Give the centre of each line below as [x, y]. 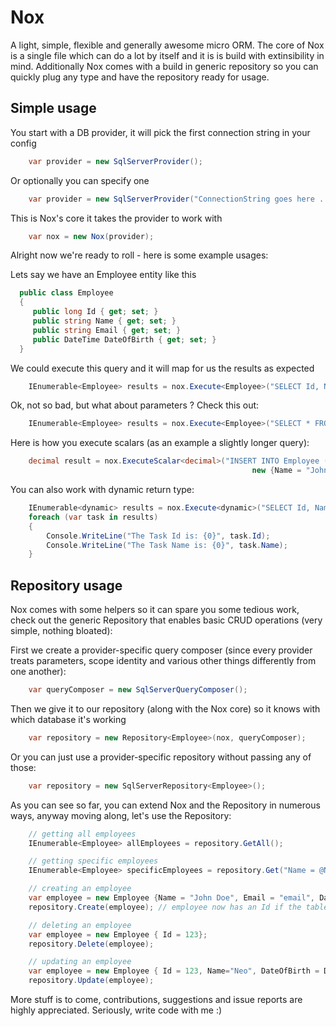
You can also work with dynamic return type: [102, 489]
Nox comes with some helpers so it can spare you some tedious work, [155, 610]
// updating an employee [80, 962]
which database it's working [68, 719]
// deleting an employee [80, 925]
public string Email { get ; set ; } [107, 330]
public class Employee [66, 293]
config [23, 143]
